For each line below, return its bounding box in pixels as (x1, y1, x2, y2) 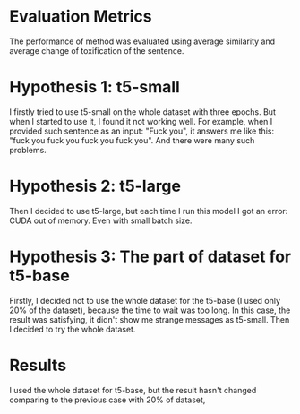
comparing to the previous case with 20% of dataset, (9, 394, 206, 405)
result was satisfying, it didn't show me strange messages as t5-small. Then (9, 314, 290, 324)
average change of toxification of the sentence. (9, 45, 184, 56)
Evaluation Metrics (9, 6, 152, 27)
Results (9, 355, 67, 375)
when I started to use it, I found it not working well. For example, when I (9, 116, 273, 126)
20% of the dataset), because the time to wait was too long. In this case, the (9, 305, 291, 315)
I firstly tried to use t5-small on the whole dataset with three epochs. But (9, 106, 276, 117)
